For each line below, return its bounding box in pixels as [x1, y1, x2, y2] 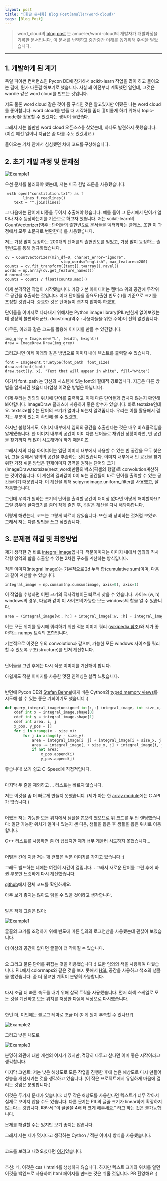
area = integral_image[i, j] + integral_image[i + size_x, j [31, 738, 162, 743]
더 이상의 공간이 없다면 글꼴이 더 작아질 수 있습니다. [5, 945, 104, 951]
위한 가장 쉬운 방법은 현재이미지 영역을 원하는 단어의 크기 [5, 460, 115, 466]
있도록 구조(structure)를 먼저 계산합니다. [15, 646, 94, 652]
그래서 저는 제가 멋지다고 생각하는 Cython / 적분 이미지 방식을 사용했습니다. [5, 1132, 152, 1138]
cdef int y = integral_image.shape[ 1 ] [14, 715, 94, 720]
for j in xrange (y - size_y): [23, 733, 85, 738]
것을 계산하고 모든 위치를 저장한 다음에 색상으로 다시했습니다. [10, 996, 129, 1002]
